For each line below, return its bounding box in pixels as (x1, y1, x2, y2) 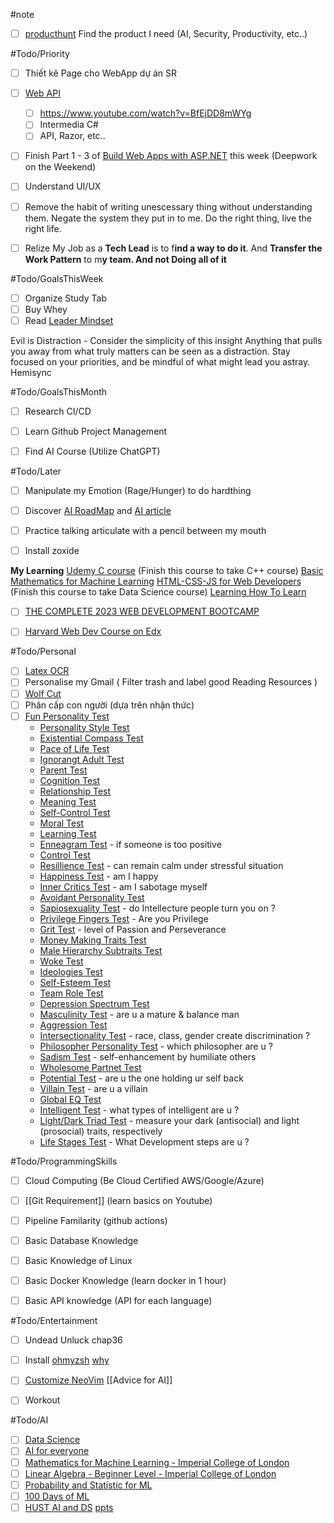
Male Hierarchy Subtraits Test (39, 944, 163, 956)
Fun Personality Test (24, 710, 110, 722)
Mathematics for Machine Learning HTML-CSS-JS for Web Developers (10, 575, 302, 588)
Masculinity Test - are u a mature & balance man (39, 1008, 240, 1020)
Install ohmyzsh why (24, 1354, 110, 1366)
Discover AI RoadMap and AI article (24, 505, 172, 517)
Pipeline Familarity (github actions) (24, 1214, 168, 1226)
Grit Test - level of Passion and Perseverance (39, 923, 227, 935)
